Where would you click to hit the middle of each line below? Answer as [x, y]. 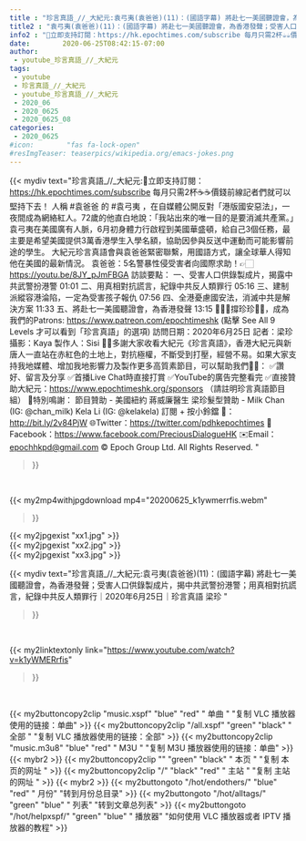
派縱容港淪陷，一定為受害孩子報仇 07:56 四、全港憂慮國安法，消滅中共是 [146, 297]
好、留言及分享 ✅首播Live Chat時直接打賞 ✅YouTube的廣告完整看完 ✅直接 [149, 377]
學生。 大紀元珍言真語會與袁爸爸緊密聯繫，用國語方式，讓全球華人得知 [158, 251]
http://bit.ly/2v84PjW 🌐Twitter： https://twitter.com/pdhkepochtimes [137, 422]
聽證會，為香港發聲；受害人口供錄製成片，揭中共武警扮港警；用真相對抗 [153, 585]
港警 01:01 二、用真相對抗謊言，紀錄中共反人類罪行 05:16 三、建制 [165, 286]
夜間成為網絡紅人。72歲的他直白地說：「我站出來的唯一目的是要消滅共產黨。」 [152, 217]
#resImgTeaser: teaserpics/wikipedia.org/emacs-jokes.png [122, 153]
